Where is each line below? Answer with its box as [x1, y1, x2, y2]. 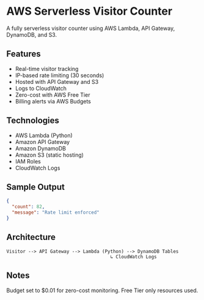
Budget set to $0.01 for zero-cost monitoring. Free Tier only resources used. [6, 287, 199, 294]
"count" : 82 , [12, 204, 45, 210]
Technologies [6, 115, 60, 126]
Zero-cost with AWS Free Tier [15, 91, 90, 99]
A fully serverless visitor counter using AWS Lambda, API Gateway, [6, 24, 175, 32]
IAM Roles [15, 157, 41, 165]
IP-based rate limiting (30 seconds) [15, 72, 104, 79]
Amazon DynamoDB [15, 144, 66, 152]
